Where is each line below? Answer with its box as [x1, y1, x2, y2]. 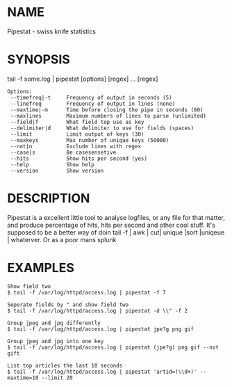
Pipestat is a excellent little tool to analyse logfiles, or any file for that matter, [7, 213, 226, 221]
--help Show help [10, 161, 95, 168]
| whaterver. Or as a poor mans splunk [7, 235, 117, 244]
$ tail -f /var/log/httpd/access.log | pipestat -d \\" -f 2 [7, 307, 188, 314]
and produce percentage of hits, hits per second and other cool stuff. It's [7, 221, 215, 229]
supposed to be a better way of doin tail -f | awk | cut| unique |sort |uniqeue [7, 228, 225, 237]
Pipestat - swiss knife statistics [7, 27, 96, 35]
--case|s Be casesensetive [10, 149, 117, 156]
